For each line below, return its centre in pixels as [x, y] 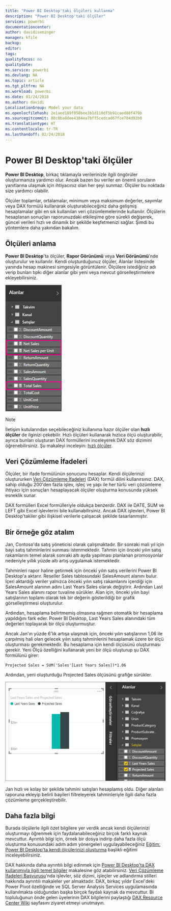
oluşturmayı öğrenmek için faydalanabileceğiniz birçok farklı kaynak [76, 834]
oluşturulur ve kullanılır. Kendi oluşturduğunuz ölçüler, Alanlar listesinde [80, 261]
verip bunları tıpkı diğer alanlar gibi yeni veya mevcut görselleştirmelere [80, 272]
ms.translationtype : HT [31, 124]
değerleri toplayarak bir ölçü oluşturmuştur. [51, 624]
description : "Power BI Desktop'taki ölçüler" [55, 16]
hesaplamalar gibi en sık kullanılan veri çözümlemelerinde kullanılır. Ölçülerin [85, 211]
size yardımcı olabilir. [27, 191]
